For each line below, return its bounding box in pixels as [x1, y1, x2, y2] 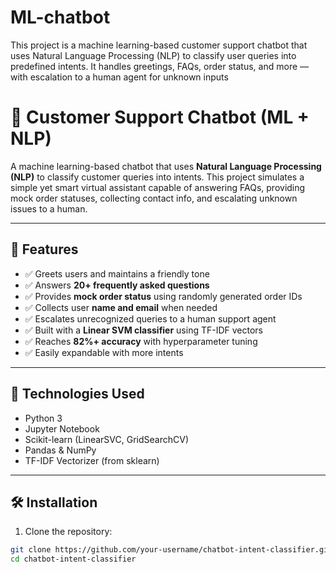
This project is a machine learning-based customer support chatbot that [10, 39, 308, 51]
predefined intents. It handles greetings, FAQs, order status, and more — [10, 60, 310, 72]
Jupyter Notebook [24, 422, 100, 435]
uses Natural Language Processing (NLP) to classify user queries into [10, 49, 297, 61]
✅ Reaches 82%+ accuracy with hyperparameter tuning [24, 335, 258, 347]
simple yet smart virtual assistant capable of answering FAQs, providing [10, 181, 306, 193]
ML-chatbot [10, 6, 111, 29]
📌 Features [10, 241, 79, 258]
